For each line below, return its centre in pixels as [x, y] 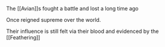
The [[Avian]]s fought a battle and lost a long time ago [72, 9]
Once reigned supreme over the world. [54, 20]
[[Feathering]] [23, 37]
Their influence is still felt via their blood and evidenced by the [82, 31]
